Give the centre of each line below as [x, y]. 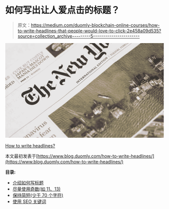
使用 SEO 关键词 [29, 201]
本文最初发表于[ [22, 156]
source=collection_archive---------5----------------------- [78, 36]
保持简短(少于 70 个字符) [38, 195]
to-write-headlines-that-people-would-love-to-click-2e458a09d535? [89, 31]
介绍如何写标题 [28, 183]
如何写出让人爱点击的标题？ [63, 10]
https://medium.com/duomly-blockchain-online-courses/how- [95, 25]
